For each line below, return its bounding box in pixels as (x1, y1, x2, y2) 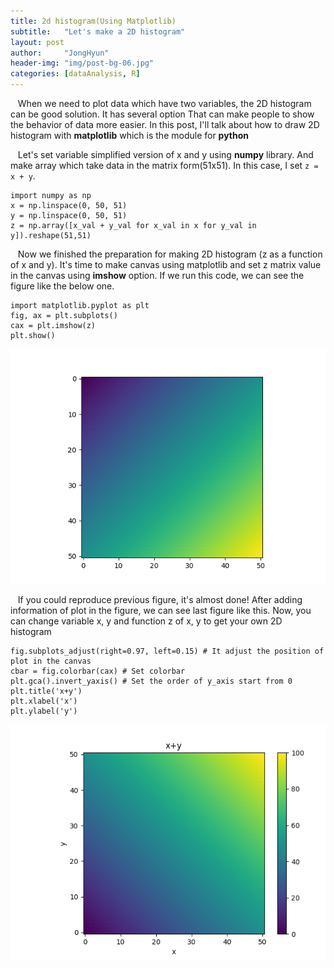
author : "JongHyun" (10, 48, 110, 58)
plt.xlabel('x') (10, 696, 78, 707)
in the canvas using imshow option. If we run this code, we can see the (10, 270, 305, 281)
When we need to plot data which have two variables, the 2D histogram (17, 98, 312, 109)
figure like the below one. (10, 280, 115, 292)
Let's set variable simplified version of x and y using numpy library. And (17, 149, 314, 160)
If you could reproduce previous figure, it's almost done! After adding (17, 594, 303, 606)
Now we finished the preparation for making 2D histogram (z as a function (17, 248, 323, 260)
